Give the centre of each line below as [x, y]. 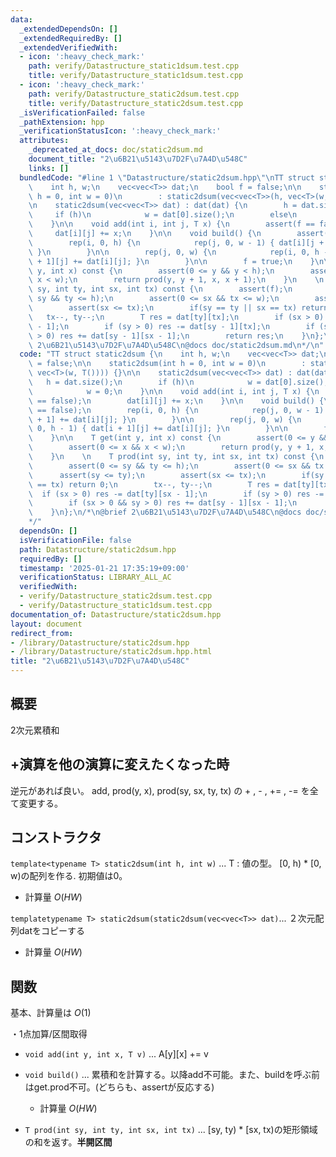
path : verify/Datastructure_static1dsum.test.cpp [134, 66]
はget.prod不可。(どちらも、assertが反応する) [119, 1087]
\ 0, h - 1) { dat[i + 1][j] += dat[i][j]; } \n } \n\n [158, 429]
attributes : [44, 141]
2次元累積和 [35, 730]
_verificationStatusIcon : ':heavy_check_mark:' [120, 131]
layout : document [46, 624]
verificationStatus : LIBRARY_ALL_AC [95, 577]
